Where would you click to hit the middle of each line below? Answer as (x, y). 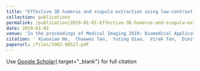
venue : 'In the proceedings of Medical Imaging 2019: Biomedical (89, 34)
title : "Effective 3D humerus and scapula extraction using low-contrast (100, 12)
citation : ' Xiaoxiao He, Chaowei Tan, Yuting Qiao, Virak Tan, (92, 39)
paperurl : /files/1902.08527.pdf (48, 45)
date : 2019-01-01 (28, 28)
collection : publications (38, 17)
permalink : (20, 22)
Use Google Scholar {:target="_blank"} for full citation (71, 61)
